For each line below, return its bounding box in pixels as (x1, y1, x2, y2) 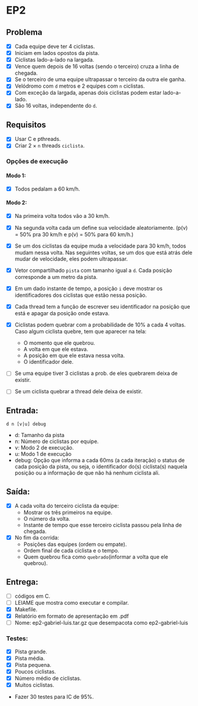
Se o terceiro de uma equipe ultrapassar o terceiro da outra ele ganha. (14, 76, 186, 83)
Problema (6, 27, 43, 37)
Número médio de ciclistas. (14, 675, 82, 682)
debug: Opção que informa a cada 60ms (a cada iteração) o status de (14, 457, 185, 464)
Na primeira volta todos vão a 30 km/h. (14, 212, 111, 219)
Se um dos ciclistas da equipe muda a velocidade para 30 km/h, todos (14, 242, 186, 249)
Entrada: (6, 405, 38, 415)
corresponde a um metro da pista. (14, 274, 98, 281)
